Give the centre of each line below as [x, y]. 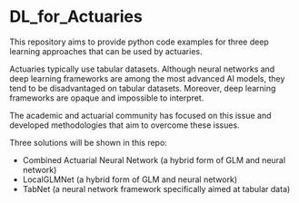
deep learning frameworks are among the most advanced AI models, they [147, 78]
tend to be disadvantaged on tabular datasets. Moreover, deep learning [143, 88]
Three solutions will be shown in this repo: [89, 142]
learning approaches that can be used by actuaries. [106, 51]
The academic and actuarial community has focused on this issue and [140, 115]
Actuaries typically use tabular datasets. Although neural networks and [142, 69]
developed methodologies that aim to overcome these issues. [125, 125]
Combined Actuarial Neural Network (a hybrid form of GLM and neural [154, 159]
